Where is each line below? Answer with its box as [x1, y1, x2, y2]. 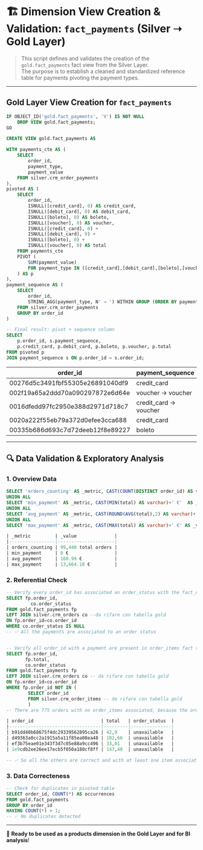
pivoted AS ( [6, 186, 39, 192]
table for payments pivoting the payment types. [21, 74, 140, 81]
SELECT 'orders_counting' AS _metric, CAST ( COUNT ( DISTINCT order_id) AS [6, 489, 193, 495]
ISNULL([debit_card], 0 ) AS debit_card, [28, 209, 131, 215]
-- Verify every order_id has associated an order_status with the [6, 589, 180, 595]
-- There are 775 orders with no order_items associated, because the [6, 707, 188, 713]
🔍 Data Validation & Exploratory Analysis [6, 453, 164, 464]
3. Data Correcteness [6, 771, 71, 780]
